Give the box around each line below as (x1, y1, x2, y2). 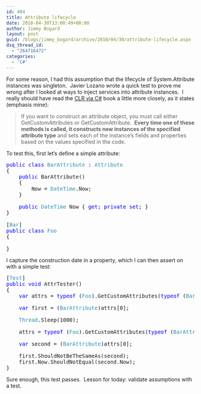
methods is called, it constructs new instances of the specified (20, 125, 181, 133)
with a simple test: (6, 263, 51, 270)
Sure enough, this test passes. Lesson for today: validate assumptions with (6, 375, 193, 383)
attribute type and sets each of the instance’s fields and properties (20, 131, 187, 139)
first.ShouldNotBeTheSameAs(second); (19, 352, 130, 359)
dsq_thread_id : (6, 43, 44, 49)
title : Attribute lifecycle (6, 14, 77, 20)
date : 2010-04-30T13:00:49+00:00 (6, 20, 90, 26)
